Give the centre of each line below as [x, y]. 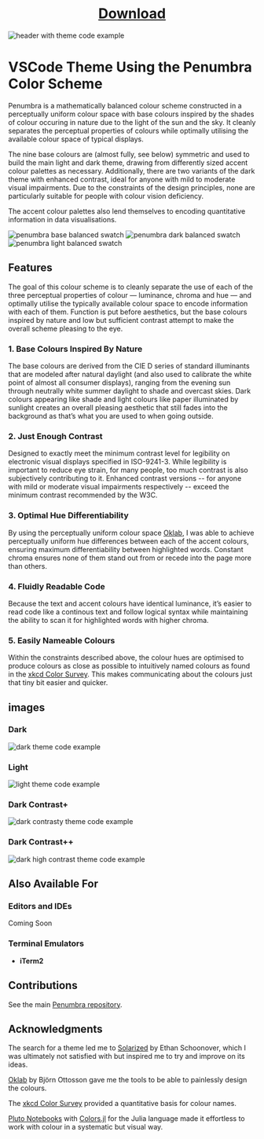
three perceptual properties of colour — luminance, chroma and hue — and [130, 295]
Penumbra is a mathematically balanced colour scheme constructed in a [125, 105]
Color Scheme [55, 84]
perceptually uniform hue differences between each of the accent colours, [128, 541]
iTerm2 [31, 961]
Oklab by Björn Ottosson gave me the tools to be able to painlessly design [128, 1080]
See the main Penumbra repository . [65, 1004]
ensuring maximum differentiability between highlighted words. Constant [126, 549]
